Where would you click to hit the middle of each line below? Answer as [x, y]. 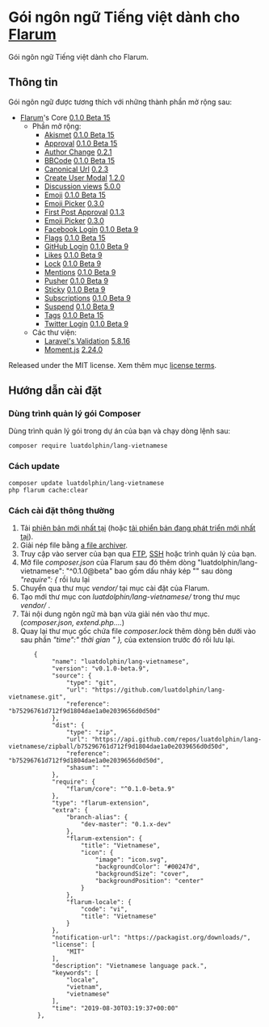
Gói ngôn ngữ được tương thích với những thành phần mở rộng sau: [120, 102]
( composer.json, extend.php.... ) [72, 623]
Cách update [34, 467]
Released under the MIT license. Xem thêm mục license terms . [112, 365]
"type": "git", [91, 683]
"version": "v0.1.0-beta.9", [101, 669]
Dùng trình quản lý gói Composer [75, 414]
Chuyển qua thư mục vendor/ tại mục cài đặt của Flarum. [115, 588]
